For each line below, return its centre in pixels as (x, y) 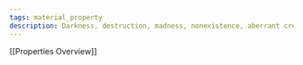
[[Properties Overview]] (53, 51)
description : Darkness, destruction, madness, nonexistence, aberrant (145, 26)
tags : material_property (56, 17)
